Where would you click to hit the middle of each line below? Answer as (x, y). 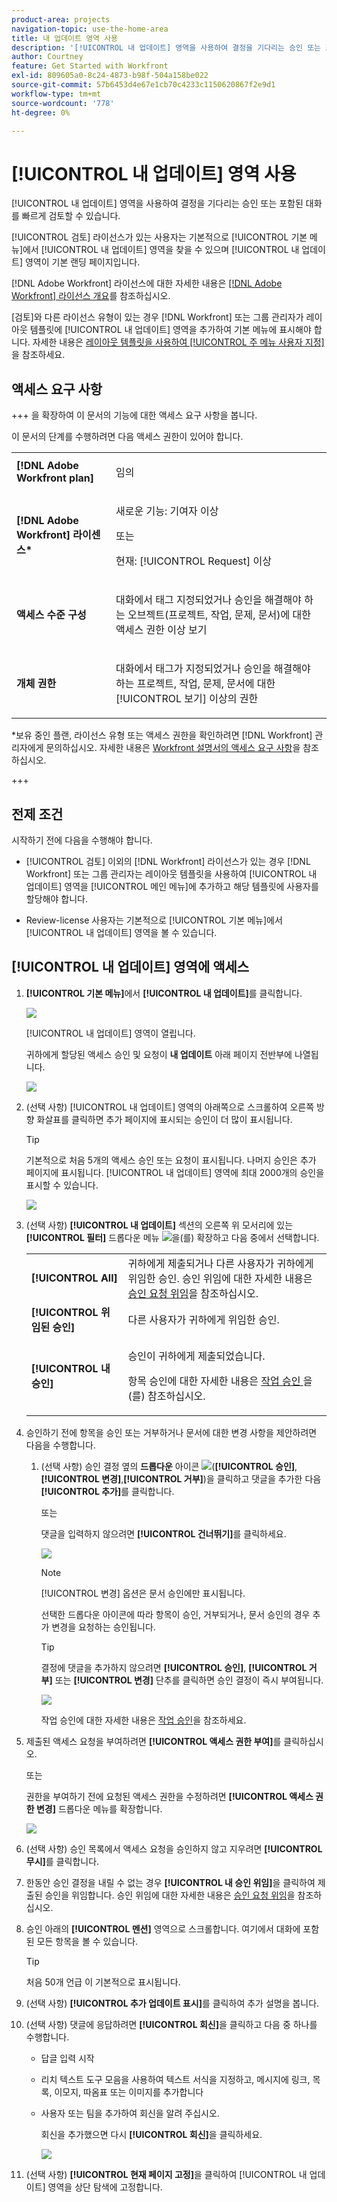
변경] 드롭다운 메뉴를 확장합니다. (99, 1808)
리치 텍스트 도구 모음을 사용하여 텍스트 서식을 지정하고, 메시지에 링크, (175, 2079)
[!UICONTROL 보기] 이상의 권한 (187, 699)
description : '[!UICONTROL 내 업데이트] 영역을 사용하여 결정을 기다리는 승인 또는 (166, 47)
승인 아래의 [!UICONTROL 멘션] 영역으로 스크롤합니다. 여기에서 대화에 (163, 1928)
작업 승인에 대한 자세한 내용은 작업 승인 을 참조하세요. (143, 1720)
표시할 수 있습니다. (62, 1185)
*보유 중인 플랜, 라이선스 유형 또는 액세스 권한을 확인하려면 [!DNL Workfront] (162, 735)
